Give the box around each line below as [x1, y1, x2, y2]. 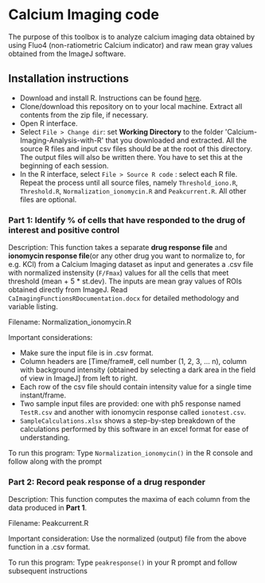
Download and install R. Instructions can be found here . [19, 93, 202, 103]
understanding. [19, 432, 70, 443]
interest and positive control [8, 225, 120, 236]
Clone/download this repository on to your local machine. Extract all [19, 101, 243, 111]
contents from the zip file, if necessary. [19, 110, 149, 119]
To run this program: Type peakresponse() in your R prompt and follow [8, 558, 238, 567]
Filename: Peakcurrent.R [8, 518, 89, 528]
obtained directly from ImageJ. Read [8, 285, 128, 295]
